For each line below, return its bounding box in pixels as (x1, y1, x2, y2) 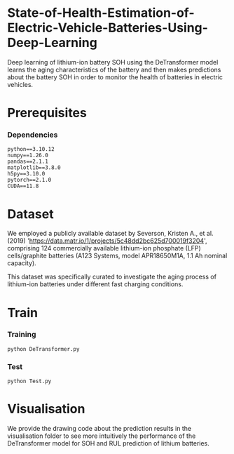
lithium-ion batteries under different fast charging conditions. (7, 280, 184, 288)
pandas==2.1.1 (7, 158, 49, 166)
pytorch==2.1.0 (7, 177, 52, 184)
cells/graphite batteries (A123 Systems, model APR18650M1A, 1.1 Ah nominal (7, 251, 228, 260)
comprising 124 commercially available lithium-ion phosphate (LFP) (7, 244, 201, 253)
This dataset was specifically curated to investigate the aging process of (7, 272, 217, 281)
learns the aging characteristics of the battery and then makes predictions (7, 65, 221, 74)
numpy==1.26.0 (7, 152, 49, 159)
